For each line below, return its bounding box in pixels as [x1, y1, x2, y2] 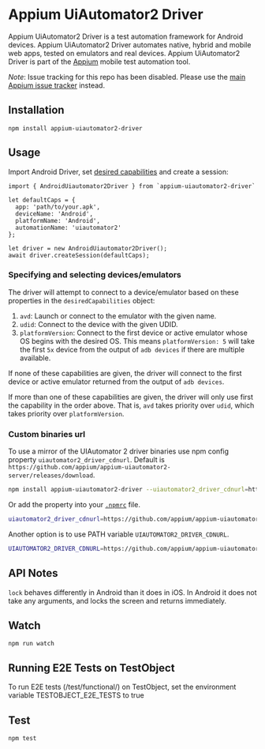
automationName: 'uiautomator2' [15, 224, 122, 231]
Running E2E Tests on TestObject [8, 661, 175, 675]
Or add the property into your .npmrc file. [8, 500, 140, 510]
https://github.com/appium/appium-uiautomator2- [8, 464, 171, 472]
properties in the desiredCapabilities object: [8, 295, 155, 305]
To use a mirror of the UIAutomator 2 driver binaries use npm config [8, 446, 230, 456]
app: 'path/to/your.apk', [15, 203, 101, 211]
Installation [8, 104, 65, 117]
